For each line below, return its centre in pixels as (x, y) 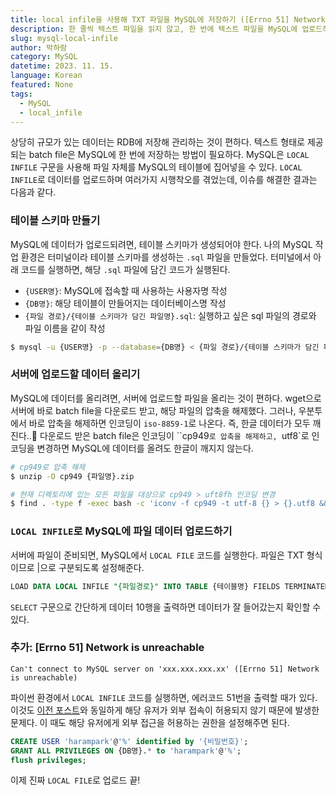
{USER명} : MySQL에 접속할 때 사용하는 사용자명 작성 (126, 290)
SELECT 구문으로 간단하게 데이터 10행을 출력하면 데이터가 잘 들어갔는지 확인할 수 (166, 607)
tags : (21, 94)
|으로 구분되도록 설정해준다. (90, 567)
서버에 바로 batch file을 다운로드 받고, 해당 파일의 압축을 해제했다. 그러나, (153, 410)
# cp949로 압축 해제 (48, 467)
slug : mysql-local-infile (64, 38)
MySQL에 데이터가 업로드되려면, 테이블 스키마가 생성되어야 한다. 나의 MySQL (161, 244)
